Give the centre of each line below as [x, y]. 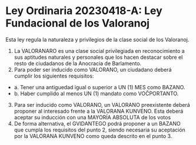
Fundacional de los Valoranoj [78, 23]
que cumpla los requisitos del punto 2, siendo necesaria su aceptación [100, 130]
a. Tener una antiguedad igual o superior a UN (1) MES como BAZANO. [99, 87]
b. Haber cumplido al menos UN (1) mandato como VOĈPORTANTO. [96, 93]
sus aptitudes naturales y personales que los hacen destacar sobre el [98, 57]
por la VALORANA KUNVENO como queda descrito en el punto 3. [93, 136]
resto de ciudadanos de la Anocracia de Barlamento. [78, 63]
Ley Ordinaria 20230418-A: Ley [84, 11]
